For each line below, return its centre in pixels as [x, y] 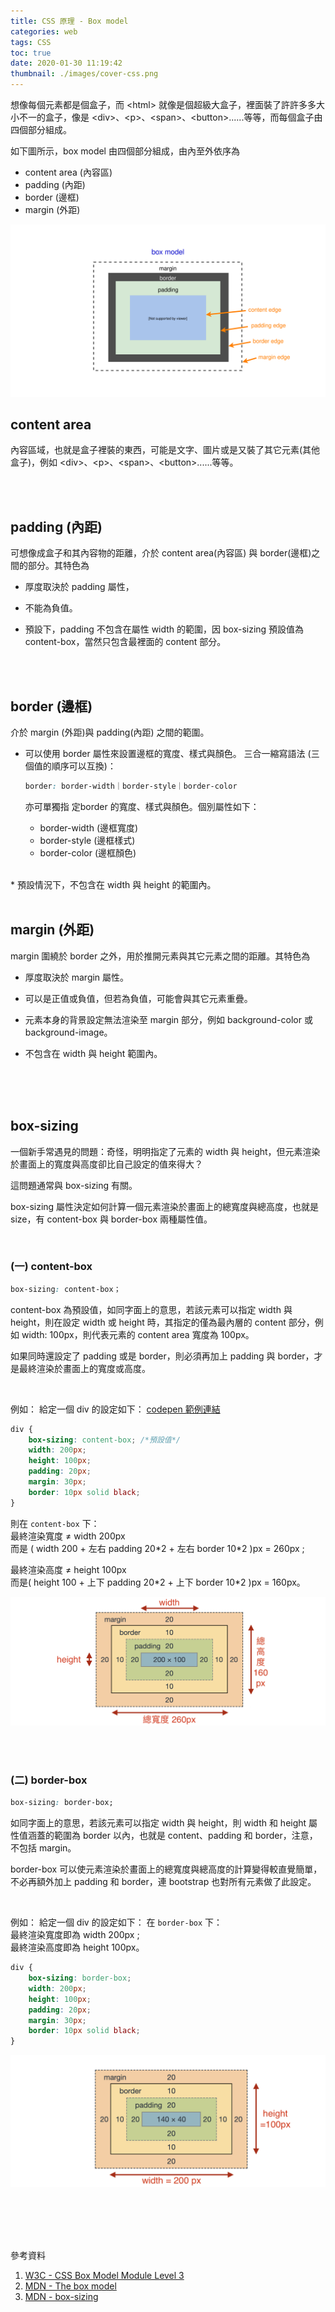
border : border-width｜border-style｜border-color [131, 786]
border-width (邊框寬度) [89, 827]
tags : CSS [31, 42]
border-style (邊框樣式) [87, 840]
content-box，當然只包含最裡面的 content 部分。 [125, 642]
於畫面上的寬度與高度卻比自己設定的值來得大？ [106, 1164]
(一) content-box [51, 1267]
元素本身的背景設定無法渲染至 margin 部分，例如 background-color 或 [168, 1019]
